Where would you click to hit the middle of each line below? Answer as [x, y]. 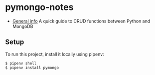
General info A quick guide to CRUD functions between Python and [81, 21]
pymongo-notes [39, 7]
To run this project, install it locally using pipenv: [55, 54]
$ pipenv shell [21, 63]
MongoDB [23, 26]
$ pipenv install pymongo [32, 67]
